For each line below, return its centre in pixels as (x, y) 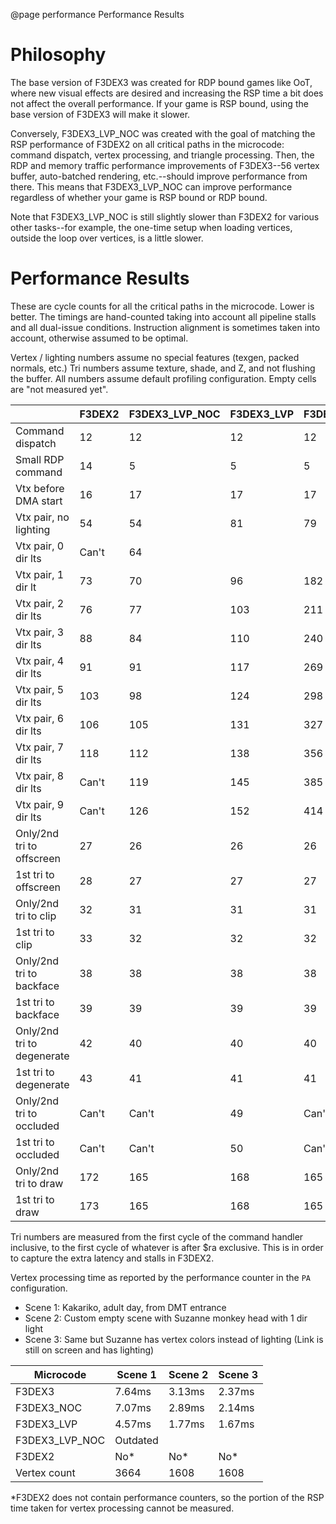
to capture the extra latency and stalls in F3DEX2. (112, 1258)
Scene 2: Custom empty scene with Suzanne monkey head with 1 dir (166, 1318)
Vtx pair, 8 (40, 776)
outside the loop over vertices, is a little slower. (107, 238)
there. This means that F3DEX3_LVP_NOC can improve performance (151, 186)
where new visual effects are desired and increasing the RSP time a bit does (167, 93)
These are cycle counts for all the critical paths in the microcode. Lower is (162, 306)
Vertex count (45, 1472)
